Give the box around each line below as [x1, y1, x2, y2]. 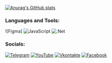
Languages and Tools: [5, 17, 60, 24]
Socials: [5, 41, 25, 48]
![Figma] [5, 28, 22, 34]
